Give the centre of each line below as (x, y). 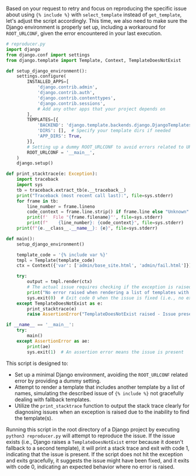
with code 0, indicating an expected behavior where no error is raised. (90, 467)
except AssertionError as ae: (53, 341)
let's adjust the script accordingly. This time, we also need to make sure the (97, 21)
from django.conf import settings (48, 55)
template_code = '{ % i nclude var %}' (62, 255)
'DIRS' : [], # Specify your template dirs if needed (104, 131)
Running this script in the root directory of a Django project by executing (93, 429)
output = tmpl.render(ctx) (60, 282)
